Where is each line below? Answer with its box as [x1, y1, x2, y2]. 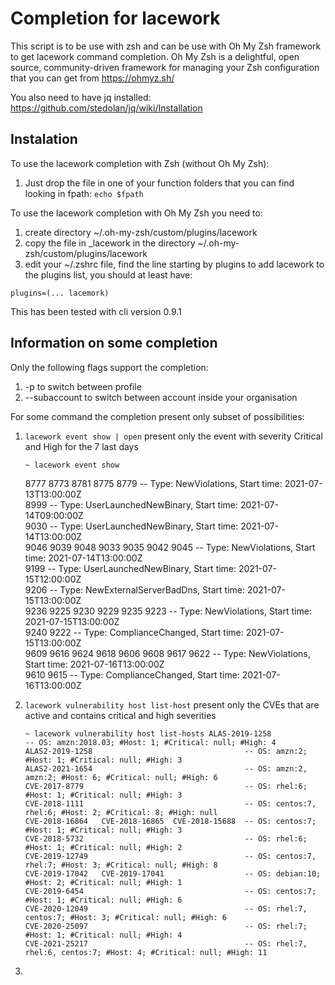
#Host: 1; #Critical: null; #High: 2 [24, 842, 183, 852]
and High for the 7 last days [24, 440, 139, 452]
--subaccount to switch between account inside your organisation [24, 391, 298, 403]
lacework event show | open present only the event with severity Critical [24, 430, 323, 442]
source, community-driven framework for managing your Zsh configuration [10, 61, 320, 73]
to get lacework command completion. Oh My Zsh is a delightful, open [10, 50, 300, 62]
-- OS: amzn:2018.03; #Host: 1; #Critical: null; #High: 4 [24, 737, 277, 747]
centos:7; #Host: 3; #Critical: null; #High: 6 [24, 912, 227, 922]
